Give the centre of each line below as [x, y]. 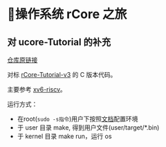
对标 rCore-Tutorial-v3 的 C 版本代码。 [62, 75]
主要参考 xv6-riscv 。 [37, 89]
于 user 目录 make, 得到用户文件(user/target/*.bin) [88, 128]
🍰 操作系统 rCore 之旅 [67, 14]
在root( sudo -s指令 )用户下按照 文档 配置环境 [77, 119]
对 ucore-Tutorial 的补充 [59, 42]
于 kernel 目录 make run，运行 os [64, 136]
